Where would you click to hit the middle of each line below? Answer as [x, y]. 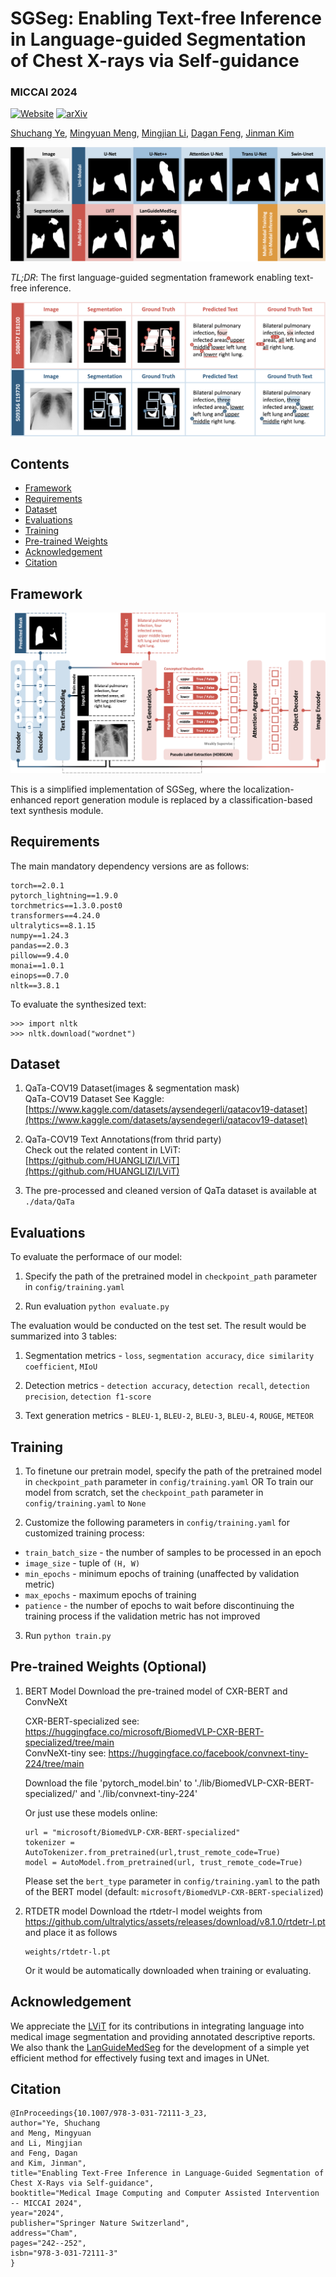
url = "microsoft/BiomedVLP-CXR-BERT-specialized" [132, 1832]
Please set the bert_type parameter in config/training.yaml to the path [172, 1881]
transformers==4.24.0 [55, 915]
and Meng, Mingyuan [51, 2133]
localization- [269, 789]
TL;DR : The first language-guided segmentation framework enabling [151, 277]
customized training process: [84, 1533]
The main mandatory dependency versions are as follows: [130, 866]
